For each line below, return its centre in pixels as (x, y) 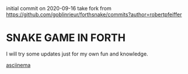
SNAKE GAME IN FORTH (66, 38)
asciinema (18, 65)
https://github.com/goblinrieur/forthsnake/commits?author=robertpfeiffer (94, 14)
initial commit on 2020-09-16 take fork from (59, 8)
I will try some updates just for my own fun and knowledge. (77, 54)
